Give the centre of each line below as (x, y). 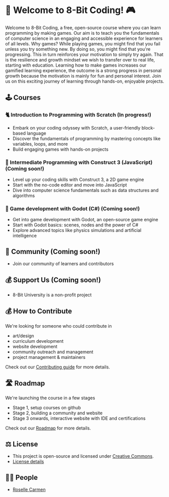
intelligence (24, 236)
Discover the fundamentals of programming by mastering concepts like (87, 138)
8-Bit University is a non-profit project (52, 295)
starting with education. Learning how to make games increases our (76, 65)
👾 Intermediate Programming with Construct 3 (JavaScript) (79, 162)
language (37, 133)
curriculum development (38, 341)
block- (148, 128)
